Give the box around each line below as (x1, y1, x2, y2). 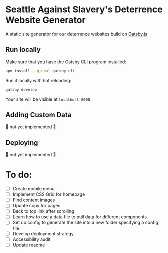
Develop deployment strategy (12, 230, 74, 236)
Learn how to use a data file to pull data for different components (12, 214, 147, 220)
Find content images (12, 197, 55, 203)
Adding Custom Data (5, 110, 72, 119)
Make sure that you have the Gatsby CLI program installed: (5, 59, 126, 65)
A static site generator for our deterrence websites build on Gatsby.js (5, 31, 148, 37)
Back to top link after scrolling (12, 208, 74, 214)
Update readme (12, 242, 45, 248)
